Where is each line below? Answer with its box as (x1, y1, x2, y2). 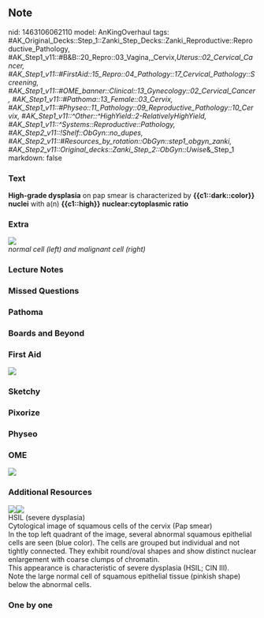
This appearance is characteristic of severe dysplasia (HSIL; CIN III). (8, 563, 230, 572)
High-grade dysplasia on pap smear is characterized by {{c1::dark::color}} (8, 191, 255, 200)
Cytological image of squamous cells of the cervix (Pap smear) (8, 521, 213, 530)
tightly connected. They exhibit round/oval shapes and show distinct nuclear (8, 546, 257, 556)
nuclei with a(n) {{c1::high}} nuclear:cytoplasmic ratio (8, 199, 189, 208)
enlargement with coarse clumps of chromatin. (8, 554, 160, 564)
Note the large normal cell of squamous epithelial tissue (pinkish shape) (8, 571, 241, 581)
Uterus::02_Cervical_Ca (176, 52, 254, 62)
